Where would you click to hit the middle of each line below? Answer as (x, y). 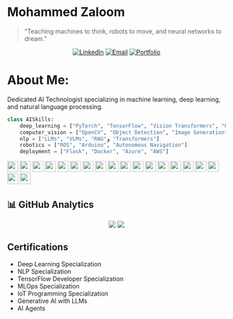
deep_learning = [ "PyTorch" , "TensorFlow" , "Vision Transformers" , (119, 126)
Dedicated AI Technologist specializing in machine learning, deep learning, (114, 99)
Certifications (38, 247)
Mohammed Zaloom (66, 12)
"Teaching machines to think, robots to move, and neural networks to (123, 31)
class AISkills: (31, 119)
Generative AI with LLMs (52, 301)
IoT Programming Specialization (63, 293)
